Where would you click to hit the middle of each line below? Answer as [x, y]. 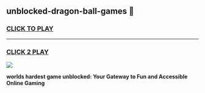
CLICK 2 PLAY [27, 51]
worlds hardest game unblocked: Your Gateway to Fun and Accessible [97, 76]
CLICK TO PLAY [30, 29]
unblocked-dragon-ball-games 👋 [70, 11]
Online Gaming [26, 83]
